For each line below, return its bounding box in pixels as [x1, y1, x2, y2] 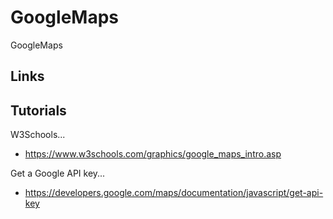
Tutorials [10, 102, 67, 119]
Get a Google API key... [10, 167, 106, 180]
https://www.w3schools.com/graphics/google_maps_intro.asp [24, 148, 282, 160]
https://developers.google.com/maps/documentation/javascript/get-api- [24, 187, 324, 199]
